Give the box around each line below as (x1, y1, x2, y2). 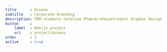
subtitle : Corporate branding (5, 12, 75, 17)
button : (5, 21, 32, 26)
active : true (5, 40, 43, 45)
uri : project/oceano (14, 30, 66, 35)
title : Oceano (5, 7, 48, 12)
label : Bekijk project (14, 26, 66, 31)
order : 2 (5, 35, 37, 40)
